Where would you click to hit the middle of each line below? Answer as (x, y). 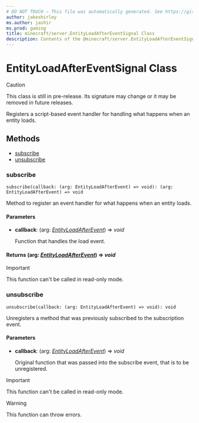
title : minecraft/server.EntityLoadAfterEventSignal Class (81, 34)
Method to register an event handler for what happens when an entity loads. (99, 203)
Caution (16, 85)
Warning (16, 403)
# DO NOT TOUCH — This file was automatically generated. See (84, 12)
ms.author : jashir (29, 22)
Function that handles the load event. (60, 241)
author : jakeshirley (32, 17)
